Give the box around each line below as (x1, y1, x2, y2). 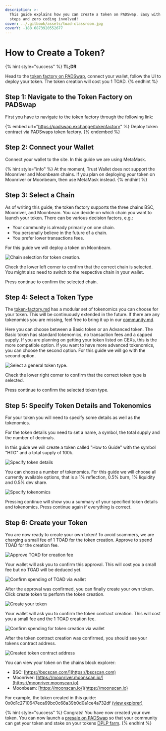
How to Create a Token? (5, 47, 105, 59)
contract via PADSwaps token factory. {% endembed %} (5, 129, 120, 135)
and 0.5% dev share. (5, 480, 48, 486)
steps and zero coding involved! (9, 16, 79, 21)
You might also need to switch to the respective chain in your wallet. (5, 269, 145, 275)
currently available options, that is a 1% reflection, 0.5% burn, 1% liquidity (5, 474, 155, 480)
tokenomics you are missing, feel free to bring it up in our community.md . (5, 317, 155, 323)
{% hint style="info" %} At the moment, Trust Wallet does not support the (5, 166, 155, 172)
